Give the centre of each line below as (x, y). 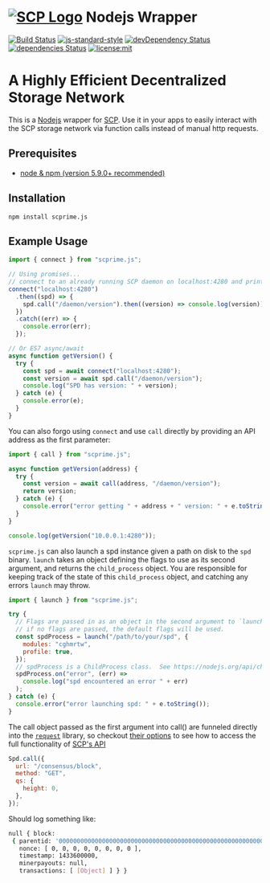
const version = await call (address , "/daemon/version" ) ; (122, 484)
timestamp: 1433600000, (59, 856)
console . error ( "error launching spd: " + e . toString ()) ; (113, 704)
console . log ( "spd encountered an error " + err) (106, 682)
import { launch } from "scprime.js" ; (73, 600)
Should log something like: (52, 819)
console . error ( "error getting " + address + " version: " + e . (131, 506)
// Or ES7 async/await (46, 349)
